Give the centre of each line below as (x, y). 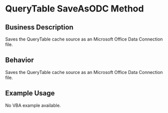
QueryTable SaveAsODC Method (74, 9)
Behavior (20, 60)
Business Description (39, 27)
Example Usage (30, 93)
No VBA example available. (33, 105)
